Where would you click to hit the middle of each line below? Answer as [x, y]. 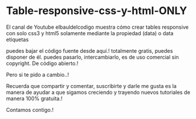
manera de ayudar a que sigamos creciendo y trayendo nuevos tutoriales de [98, 92]
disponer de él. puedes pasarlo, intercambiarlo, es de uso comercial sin [92, 57]
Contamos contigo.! [30, 110]
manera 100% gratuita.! [34, 98]
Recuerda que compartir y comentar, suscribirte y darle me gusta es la [92, 86]
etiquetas [18, 39]
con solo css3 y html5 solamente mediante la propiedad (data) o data [90, 33]
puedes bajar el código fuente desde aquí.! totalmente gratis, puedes [89, 50]
